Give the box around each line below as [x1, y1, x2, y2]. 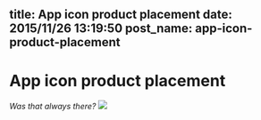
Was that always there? [9, 101, 97, 112]
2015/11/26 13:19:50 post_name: [9, 21, 193, 36]
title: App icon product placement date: [9, 7, 232, 22]
